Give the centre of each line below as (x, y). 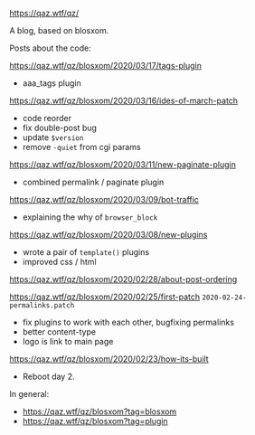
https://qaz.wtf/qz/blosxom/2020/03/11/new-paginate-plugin (123, 165)
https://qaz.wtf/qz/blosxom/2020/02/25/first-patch (105, 297)
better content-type (59, 332)
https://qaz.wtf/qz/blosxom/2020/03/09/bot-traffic (104, 199)
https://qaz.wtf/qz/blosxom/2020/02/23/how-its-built (109, 359)
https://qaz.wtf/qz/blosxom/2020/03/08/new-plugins (109, 235)
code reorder (47, 118)
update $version (53, 137)
